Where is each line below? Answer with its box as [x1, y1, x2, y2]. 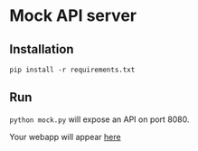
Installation [9, 42, 74, 57]
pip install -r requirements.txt [9, 65, 136, 74]
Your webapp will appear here [9, 131, 121, 142]
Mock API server [9, 5, 137, 26]
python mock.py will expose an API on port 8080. [9, 114, 190, 125]
